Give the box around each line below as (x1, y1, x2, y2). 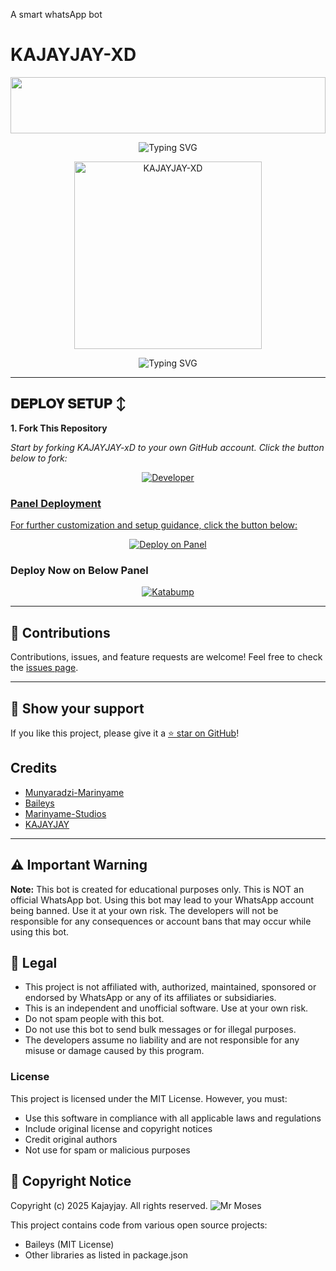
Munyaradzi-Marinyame (24, 786, 125, 798)
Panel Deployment (10, 496, 102, 510)
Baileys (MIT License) (24, 1238, 115, 1250)
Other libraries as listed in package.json (24, 1249, 188, 1261)
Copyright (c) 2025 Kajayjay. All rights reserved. (10, 1199, 208, 1211)
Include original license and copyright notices (24, 1122, 213, 1134)
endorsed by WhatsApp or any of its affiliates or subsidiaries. (24, 992, 277, 1004)
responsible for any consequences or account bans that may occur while (10, 915, 312, 927)
